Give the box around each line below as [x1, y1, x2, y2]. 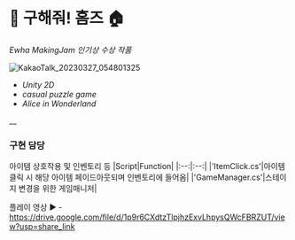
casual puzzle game [21, 89, 97, 99]
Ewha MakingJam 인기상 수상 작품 [9, 44, 132, 55]
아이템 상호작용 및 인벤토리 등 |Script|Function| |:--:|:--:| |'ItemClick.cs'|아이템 [9, 161, 286, 172]
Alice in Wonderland [21, 98, 97, 109]
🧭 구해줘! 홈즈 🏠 [9, 8, 126, 28]
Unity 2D [21, 79, 55, 89]
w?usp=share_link [9, 221, 75, 232]
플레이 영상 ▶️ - [9, 202, 63, 213]
